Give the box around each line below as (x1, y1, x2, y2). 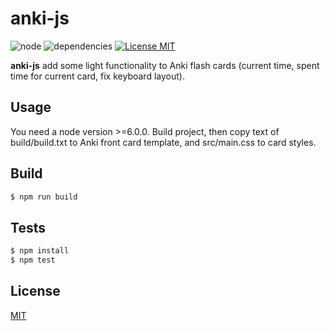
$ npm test (10, 255, 56, 266)
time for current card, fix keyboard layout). (10, 70, 185, 82)
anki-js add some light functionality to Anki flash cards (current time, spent (10, 59, 320, 71)
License (10, 283, 61, 300)
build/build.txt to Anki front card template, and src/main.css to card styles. (10, 136, 317, 148)
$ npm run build (10, 192, 78, 202)
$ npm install (10, 246, 70, 256)
